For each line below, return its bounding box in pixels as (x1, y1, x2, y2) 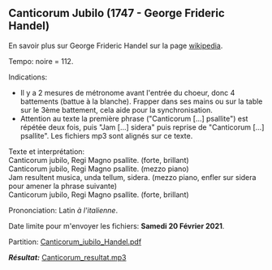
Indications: (8, 72, 48, 82)
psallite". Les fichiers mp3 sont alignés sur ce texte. (19, 131, 193, 140)
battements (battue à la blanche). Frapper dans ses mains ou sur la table (19, 96, 263, 106)
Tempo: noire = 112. (8, 56, 74, 66)
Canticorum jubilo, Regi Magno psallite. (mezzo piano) (8, 164, 189, 174)
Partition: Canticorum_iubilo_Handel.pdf (8, 237, 142, 246)
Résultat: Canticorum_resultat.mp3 (8, 252, 127, 262)
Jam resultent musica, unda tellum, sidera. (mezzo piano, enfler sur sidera (8, 172, 257, 182)
